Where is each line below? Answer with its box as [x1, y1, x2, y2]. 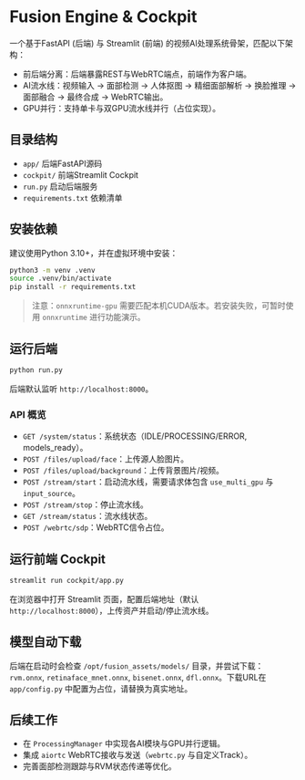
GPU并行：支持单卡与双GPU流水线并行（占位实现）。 [22, 102, 221, 113]
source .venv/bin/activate [9, 274, 112, 284]
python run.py [9, 366, 64, 375]
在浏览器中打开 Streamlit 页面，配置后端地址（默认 [9, 593, 199, 604]
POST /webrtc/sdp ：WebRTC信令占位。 [22, 522, 170, 533]
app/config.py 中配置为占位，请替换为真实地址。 [9, 682, 193, 694]
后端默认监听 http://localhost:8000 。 [9, 383, 154, 394]
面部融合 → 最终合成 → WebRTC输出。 [22, 91, 168, 102]
